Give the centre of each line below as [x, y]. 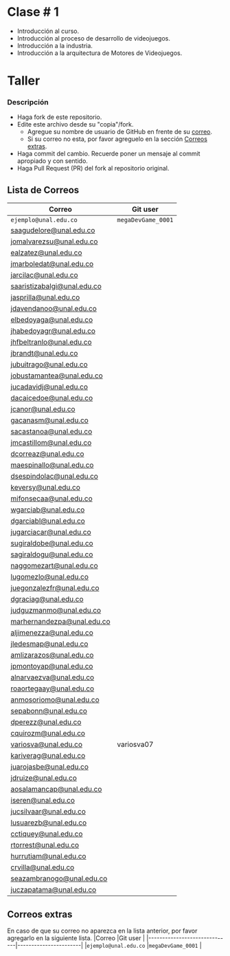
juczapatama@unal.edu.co [54, 890]
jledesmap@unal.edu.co [49, 644]
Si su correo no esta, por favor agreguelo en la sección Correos [117, 139]
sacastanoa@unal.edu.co [51, 432]
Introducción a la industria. [55, 45]
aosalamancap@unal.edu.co [56, 790]
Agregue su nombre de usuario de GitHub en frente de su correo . [120, 132]
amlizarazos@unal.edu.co [52, 655]
